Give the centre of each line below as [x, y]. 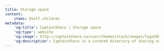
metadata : [15, 23]
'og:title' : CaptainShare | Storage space [58, 28]
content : [14, 14]
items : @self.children [37, 18]
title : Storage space [27, 9]
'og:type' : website [34, 32]
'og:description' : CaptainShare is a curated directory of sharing [84, 41]
